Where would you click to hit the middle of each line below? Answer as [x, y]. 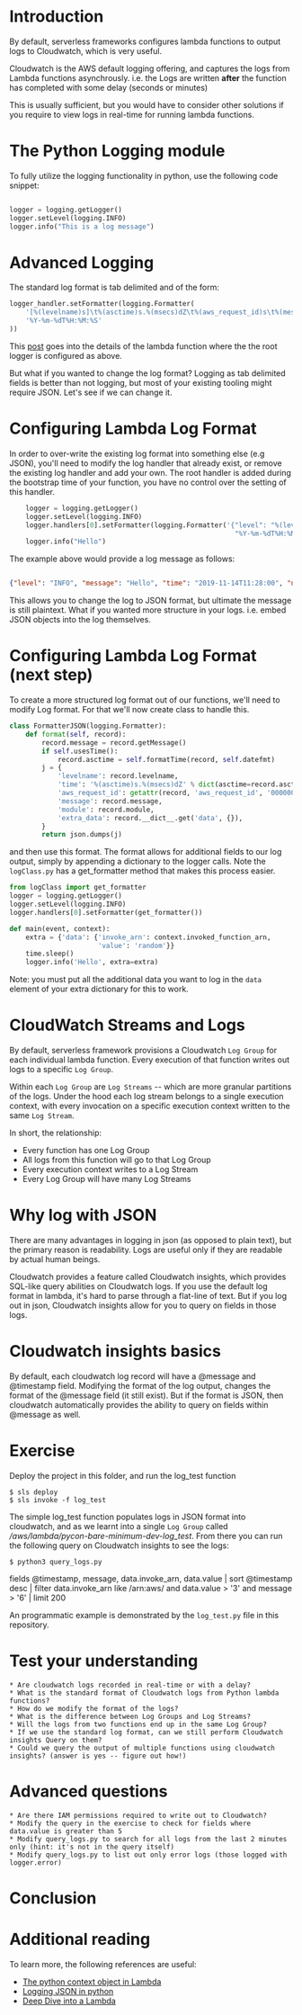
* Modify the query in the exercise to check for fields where [130, 1823]
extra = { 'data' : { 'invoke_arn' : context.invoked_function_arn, [148, 937]
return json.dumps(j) [82, 835]
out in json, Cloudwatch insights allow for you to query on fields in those [143, 1305]
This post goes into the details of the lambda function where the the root [143, 346]
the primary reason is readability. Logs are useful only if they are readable [146, 1250]
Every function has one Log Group [86, 1151]
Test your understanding [104, 1661]
